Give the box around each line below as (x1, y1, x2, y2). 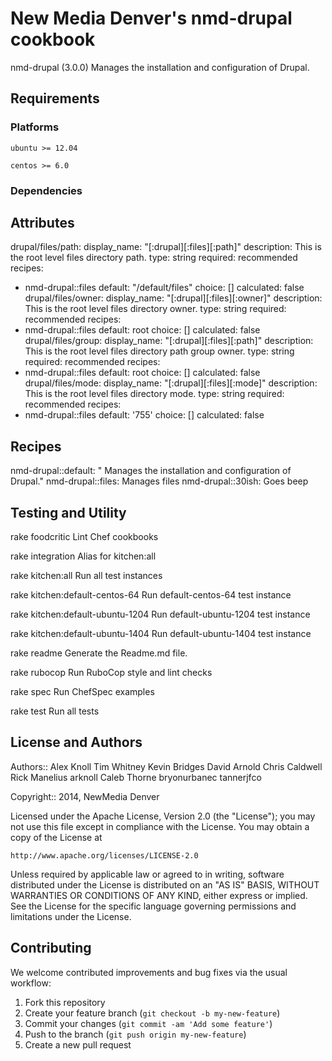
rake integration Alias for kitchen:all (10, 550, 157, 562)
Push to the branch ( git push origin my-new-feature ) (24, 1028, 247, 1040)
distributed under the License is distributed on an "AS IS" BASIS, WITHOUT (10, 878, 320, 891)
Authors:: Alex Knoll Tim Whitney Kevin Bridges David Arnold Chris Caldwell (10, 760, 323, 772)
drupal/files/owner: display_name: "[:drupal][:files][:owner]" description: (24, 292, 323, 304)
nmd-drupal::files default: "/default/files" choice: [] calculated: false (24, 282, 305, 294)
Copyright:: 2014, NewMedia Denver (10, 790, 160, 802)
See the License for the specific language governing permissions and (10, 900, 297, 912)
